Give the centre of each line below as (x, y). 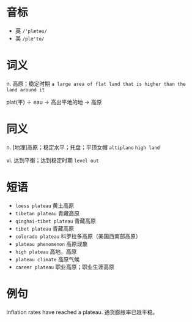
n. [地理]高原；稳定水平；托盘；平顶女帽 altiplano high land (83, 147)
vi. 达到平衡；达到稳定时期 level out (53, 160)
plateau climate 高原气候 (47, 259)
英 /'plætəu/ (31, 31)
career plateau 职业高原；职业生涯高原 (65, 267)
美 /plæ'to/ (30, 38)
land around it (26, 90)
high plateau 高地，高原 (46, 251)
